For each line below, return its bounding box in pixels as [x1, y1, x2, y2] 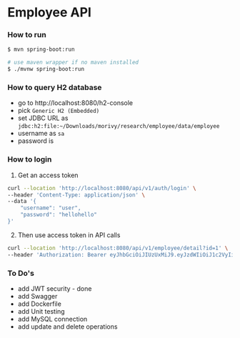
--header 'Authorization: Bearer [7, 251, 107, 258]
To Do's [7, 268, 34, 278]
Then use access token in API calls [17, 230, 121, 239]
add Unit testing [17, 307, 66, 315]
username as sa [17, 129, 65, 138]
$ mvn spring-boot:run [7, 46, 75, 54]
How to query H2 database [7, 83, 102, 93]
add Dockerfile [17, 299, 62, 308]
